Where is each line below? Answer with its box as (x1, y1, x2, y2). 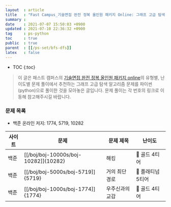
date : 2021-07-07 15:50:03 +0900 (5, 21, 85, 27)
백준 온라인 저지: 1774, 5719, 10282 (12, 120, 84, 126)
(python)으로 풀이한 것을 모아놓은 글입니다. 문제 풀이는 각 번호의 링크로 (17, 87, 159, 93)
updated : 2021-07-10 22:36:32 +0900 (5, 26, 85, 32)
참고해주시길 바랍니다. (27, 94, 71, 100)
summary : (5, 17, 26, 22)
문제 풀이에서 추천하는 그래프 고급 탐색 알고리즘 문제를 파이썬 (31, 81, 153, 87)
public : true (5, 41, 38, 46)
